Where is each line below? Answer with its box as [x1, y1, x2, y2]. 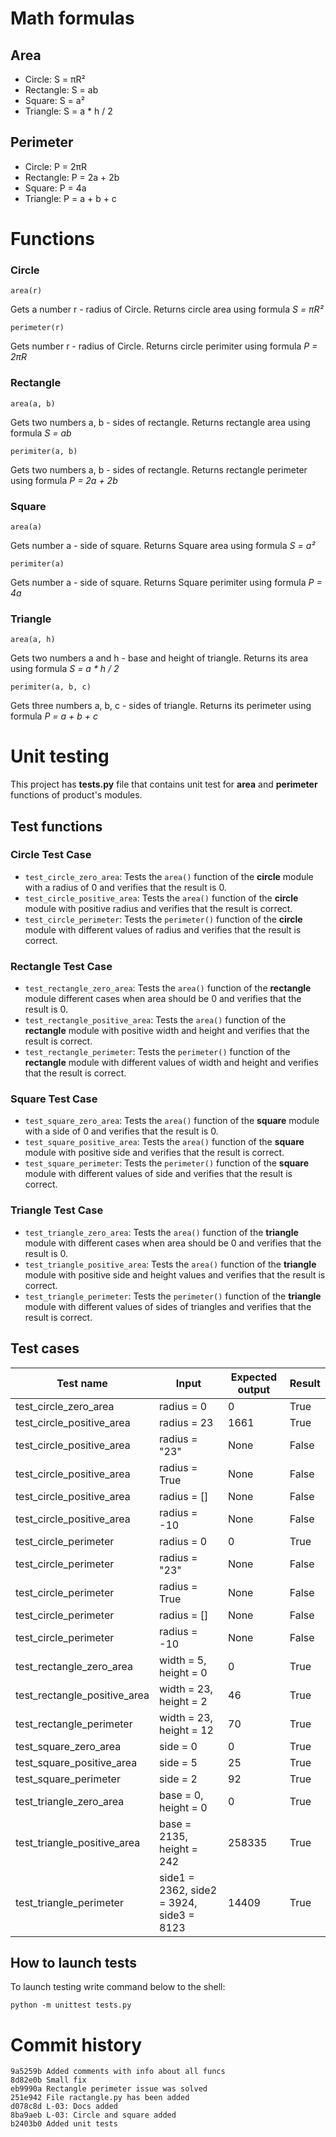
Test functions [10, 818, 103, 835]
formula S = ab [10, 427, 72, 439]
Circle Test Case [10, 848, 92, 862]
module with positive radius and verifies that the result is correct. [24, 902, 293, 914]
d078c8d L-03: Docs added [10, 2102, 118, 2112]
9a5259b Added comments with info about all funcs [10, 2067, 226, 2077]
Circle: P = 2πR [24, 160, 88, 172]
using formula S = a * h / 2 [10, 663, 120, 675]
